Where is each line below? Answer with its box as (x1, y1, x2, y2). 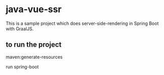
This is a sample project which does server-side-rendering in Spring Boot (6, 20, 159, 26)
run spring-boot (6, 63, 39, 69)
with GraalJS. (6, 25, 34, 31)
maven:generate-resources (6, 54, 63, 60)
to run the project (6, 41, 62, 49)
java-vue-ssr (6, 4, 62, 15)
